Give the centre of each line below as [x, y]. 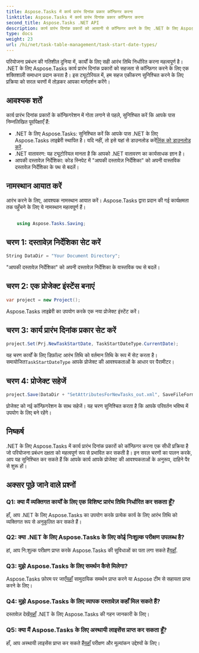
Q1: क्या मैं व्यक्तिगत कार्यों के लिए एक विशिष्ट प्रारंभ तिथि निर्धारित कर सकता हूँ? [91, 502]
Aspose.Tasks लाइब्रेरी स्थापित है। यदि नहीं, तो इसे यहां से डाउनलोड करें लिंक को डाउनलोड [103, 140]
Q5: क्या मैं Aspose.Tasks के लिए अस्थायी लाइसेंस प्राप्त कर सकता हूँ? [86, 630]
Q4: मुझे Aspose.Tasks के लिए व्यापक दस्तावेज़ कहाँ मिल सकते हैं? [83, 601]
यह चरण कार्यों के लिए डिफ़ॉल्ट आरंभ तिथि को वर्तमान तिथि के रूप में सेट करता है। [82, 355]
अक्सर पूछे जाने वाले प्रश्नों [41, 485]
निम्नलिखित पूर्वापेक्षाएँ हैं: [28, 122]
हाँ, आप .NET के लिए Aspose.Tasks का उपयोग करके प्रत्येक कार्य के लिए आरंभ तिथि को [92, 515]
